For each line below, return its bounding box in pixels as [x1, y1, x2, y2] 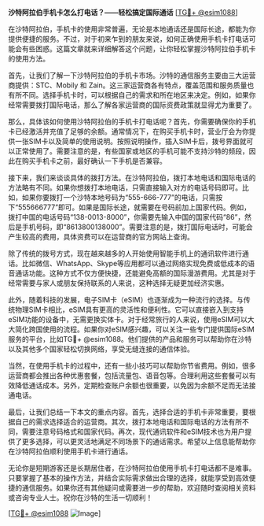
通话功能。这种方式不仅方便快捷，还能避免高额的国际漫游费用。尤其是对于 [14, 269, 256, 278]
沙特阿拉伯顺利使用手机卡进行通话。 [14, 446, 132, 456]
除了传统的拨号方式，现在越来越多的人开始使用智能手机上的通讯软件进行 [8, 249, 242, 258]
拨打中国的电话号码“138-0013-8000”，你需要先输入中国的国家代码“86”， [8, 213, 245, 221]
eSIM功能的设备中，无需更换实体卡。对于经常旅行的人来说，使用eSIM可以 [8, 315, 248, 324]
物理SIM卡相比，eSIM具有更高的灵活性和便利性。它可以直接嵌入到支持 [14, 305, 244, 314]
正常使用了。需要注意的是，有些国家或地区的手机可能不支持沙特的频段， [14, 146, 249, 156]
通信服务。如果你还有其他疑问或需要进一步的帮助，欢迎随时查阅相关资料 [21, 483, 256, 492]
